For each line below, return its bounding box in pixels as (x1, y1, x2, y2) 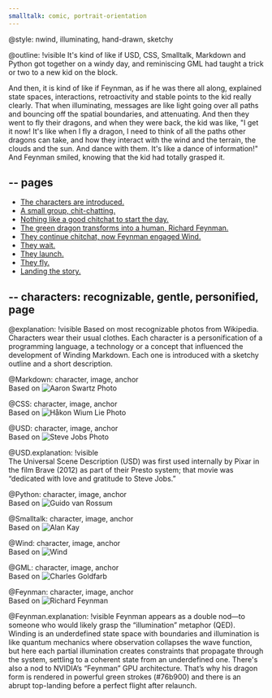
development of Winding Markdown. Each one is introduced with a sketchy (8, 351, 260, 360)
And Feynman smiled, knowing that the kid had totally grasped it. (8, 152, 226, 162)
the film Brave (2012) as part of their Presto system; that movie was (8, 465, 234, 475)
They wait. (19, 241, 56, 251)
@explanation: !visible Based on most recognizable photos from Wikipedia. (8, 325, 259, 334)
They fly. (19, 258, 50, 268)
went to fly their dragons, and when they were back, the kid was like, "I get (8, 117, 259, 127)
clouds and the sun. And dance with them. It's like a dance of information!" (8, 143, 258, 153)
